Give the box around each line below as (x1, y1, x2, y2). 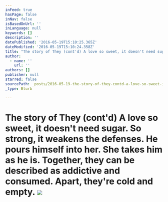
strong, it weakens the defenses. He (5, 133, 158, 145)
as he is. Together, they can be (5, 154, 135, 166)
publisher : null (5, 72, 39, 77)
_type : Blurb (5, 86, 32, 91)
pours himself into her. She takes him (5, 144, 162, 155)
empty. (5, 186, 35, 198)
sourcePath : (5, 81, 30, 86)
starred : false (5, 77, 37, 82)
